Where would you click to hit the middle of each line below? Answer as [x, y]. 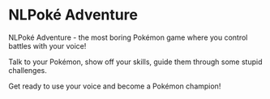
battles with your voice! [47, 45]
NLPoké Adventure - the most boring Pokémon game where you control [128, 37]
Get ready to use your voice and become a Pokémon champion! [115, 86]
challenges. [28, 70]
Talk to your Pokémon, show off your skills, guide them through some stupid [135, 62]
